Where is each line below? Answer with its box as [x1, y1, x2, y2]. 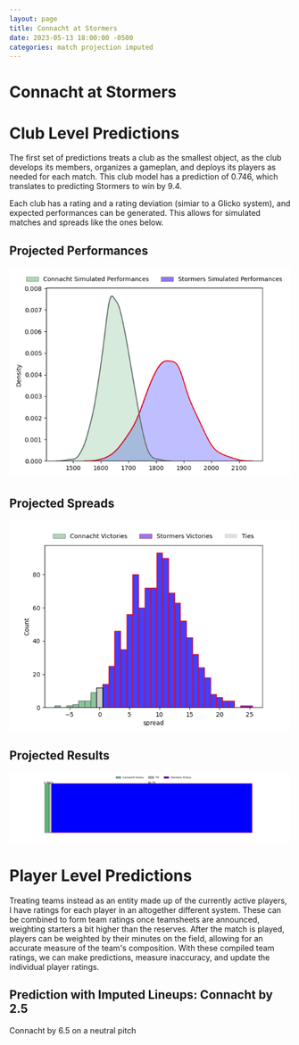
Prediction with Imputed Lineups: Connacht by [9, 987, 274, 1003]
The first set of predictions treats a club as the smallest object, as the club [9, 153, 282, 163]
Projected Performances [9, 243, 149, 258]
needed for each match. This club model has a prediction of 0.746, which [9, 171, 278, 182]
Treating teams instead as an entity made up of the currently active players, [9, 895, 287, 906]
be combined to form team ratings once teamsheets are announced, [9, 914, 261, 925]
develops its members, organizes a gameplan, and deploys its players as [9, 162, 277, 173]
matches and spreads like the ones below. [9, 217, 164, 228]
